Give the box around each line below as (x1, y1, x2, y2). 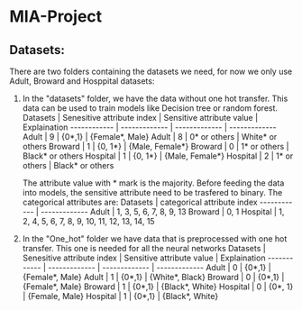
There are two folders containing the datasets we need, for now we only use (9, 66, 293, 77)
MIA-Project (9, 6, 103, 27)
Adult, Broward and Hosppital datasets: (9, 76, 155, 87)
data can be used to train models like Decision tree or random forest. (22, 103, 278, 114)
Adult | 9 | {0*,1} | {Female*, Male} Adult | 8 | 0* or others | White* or (22, 132, 278, 141)
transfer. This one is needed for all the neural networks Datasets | (22, 243, 266, 253)
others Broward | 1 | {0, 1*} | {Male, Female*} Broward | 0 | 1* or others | (22, 141, 290, 151)
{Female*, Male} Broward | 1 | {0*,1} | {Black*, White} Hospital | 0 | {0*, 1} (22, 281, 294, 292)
